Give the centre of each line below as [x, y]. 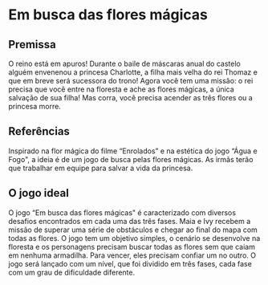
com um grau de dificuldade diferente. [71, 272]
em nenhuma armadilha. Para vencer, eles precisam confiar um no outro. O [132, 255]
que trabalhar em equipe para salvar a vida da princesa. [101, 168]
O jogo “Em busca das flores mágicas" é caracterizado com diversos [122, 212]
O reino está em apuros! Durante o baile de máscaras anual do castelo [124, 63]
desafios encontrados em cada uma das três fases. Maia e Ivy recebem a [130, 221]
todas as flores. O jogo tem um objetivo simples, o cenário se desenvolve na [134, 238]
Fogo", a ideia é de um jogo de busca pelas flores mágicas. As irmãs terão [131, 159]
